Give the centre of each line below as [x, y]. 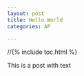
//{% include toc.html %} [42, 52]
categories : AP [29, 26]
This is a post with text [39, 66]
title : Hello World [35, 20]
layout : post [26, 13]
